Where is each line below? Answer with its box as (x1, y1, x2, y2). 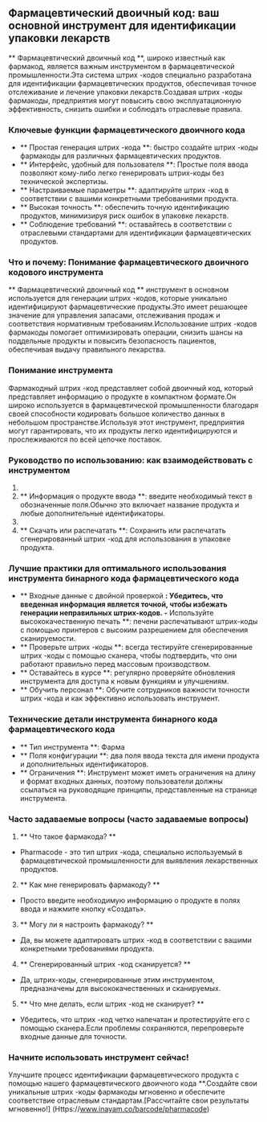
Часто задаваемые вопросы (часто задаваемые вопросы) (8, 813, 249, 824)
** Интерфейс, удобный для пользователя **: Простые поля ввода (19, 160, 249, 170)
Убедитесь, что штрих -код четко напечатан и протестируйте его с (19, 1014, 250, 1024)
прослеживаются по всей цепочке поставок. (8, 434, 163, 444)
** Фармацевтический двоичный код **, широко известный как (8, 52, 226, 63)
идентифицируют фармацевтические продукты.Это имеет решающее (8, 302, 249, 312)
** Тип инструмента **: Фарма (19, 742, 126, 751)
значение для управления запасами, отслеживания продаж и (8, 310, 220, 320)
